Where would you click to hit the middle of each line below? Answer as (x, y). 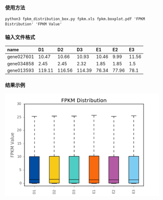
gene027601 (20, 57)
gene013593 (20, 70)
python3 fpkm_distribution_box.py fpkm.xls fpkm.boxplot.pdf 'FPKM (75, 19)
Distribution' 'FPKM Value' (34, 24)
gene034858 (20, 63)
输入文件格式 (20, 38)
